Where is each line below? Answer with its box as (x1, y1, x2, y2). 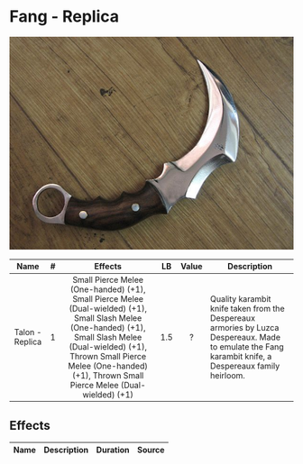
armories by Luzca (210, 322, 280, 332)
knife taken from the (210, 303, 286, 314)
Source (136, 444, 165, 455)
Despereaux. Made (210, 332, 281, 342)
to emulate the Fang (210, 341, 284, 352)
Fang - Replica (9, 6, 120, 27)
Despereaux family (210, 360, 280, 371)
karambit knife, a (210, 350, 272, 361)
